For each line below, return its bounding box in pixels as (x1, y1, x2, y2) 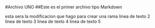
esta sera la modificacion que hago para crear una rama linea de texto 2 (5, 14, 150, 19)
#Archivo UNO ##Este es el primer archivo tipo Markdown (5, 4, 122, 10)
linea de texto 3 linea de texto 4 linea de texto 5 (5, 19, 101, 24)
